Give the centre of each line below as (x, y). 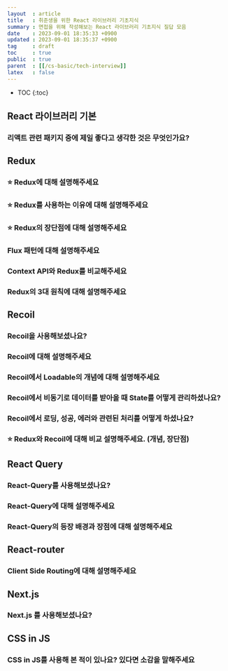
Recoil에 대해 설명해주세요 (50, 356)
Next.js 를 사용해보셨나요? (50, 616)
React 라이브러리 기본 (52, 116)
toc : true (29, 53)
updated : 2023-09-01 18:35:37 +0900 (62, 40)
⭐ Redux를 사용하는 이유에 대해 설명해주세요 (78, 205)
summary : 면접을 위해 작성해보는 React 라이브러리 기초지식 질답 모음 (97, 27)
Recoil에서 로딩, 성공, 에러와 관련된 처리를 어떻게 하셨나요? (101, 418)
